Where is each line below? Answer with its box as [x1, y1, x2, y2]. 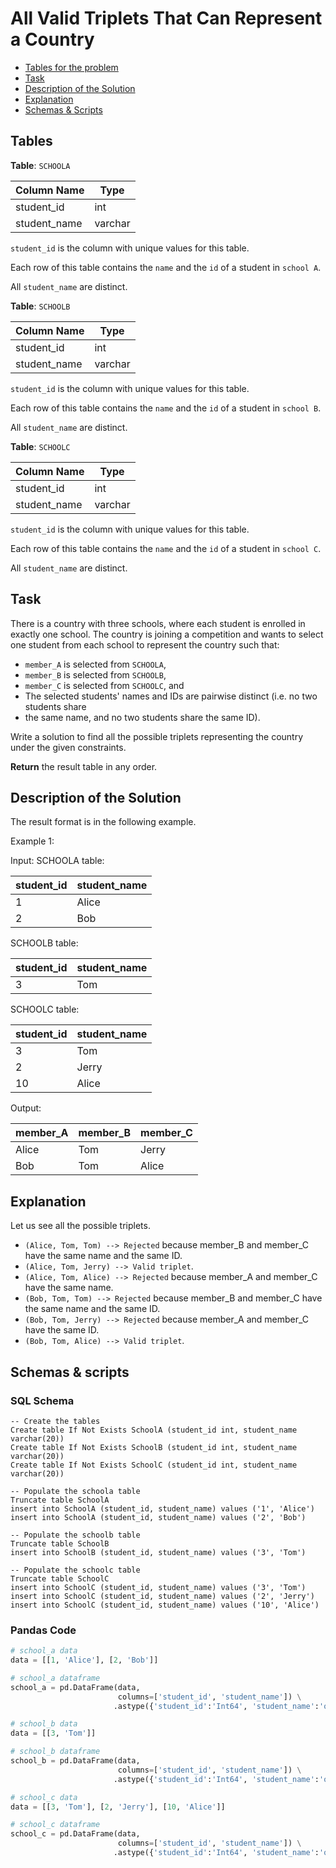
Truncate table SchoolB [10, 1538, 110, 1549]
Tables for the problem [24, 61, 119, 73]
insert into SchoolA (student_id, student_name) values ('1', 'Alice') [10, 1503, 315, 1514]
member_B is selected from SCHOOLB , [24, 668, 167, 681]
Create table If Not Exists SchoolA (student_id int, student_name [10, 1425, 298, 1435]
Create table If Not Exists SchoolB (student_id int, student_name [10, 1442, 298, 1452]
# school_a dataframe [10, 1673, 101, 1683]
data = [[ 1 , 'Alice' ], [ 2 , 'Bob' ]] [10, 1655, 159, 1666]
